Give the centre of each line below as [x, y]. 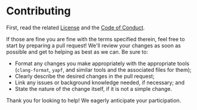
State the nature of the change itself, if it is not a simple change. [93, 88]
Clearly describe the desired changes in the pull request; [85, 76]
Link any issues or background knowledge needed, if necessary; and [100, 82]
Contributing [39, 11]
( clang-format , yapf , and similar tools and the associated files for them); [103, 69]
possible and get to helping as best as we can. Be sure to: [77, 51]
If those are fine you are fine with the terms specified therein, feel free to [96, 39]
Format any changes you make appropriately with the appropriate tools [102, 63]
